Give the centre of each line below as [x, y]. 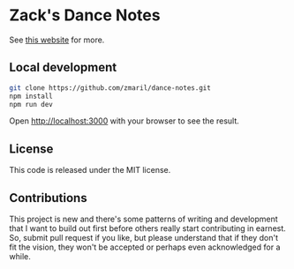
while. [20, 256]
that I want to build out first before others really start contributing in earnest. [148, 228]
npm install [31, 96]
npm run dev [31, 104]
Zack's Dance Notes [85, 15]
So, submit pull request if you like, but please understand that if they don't [143, 238]
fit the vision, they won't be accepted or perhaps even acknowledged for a [145, 247]
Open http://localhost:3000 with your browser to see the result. [124, 121]
